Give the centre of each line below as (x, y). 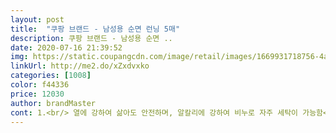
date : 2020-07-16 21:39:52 (66, 47)
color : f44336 (40, 85)
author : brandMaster (53, 103)
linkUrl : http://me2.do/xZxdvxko (80, 66)
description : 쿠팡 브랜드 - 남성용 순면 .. (91, 38)
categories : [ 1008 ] (51, 76)
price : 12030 (37, 94)
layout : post (37, 19)
